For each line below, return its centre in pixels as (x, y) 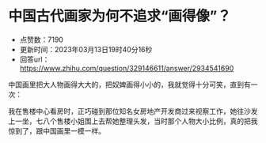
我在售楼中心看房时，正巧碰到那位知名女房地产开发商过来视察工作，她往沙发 (133, 111)
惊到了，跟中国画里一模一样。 (57, 130)
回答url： (34, 59)
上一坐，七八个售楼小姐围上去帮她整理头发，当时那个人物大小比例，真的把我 (133, 121)
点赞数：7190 (41, 40)
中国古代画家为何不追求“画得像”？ (120, 16)
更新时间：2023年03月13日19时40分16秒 (86, 49)
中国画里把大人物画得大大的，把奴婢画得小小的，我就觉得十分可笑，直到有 (129, 85)
